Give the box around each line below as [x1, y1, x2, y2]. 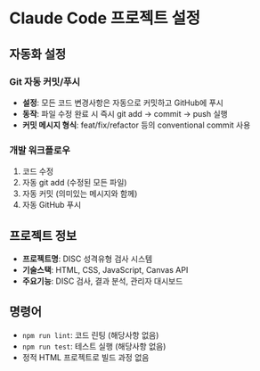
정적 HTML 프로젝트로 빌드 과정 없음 [21, 351, 150, 362]
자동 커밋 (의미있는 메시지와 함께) [21, 188, 138, 199]
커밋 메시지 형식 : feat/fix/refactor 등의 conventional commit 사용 [21, 120, 251, 130]
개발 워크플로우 [9, 144, 71, 156]
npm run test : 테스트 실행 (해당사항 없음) [21, 341, 167, 351]
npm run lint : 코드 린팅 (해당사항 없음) [21, 329, 159, 340]
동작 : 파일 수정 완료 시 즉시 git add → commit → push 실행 [21, 108, 229, 119]
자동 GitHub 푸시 [21, 200, 82, 210]
